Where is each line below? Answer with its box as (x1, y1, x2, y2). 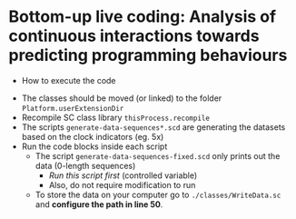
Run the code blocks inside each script (21, 141, 168, 152)
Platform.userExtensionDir (21, 104, 124, 113)
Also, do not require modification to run (48, 179, 196, 190)
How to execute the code (21, 75, 116, 85)
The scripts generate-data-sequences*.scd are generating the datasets (21, 121, 286, 133)
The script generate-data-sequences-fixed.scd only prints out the (35, 150, 281, 161)
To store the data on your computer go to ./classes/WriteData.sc (35, 189, 281, 200)
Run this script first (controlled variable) (48, 170, 198, 181)
